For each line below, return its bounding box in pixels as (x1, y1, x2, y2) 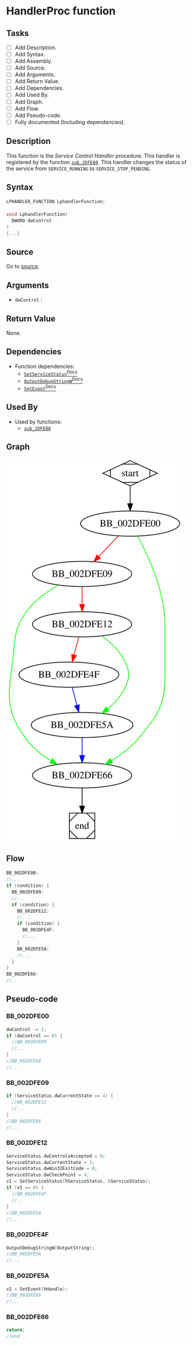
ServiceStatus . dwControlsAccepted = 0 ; (6, 1153, 106, 1159)
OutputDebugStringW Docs (23, 376, 83, 385)
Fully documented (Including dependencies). (14, 118, 125, 125)
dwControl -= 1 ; (6, 1026, 47, 1032)
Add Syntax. (14, 51, 45, 58)
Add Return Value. (14, 78, 60, 85)
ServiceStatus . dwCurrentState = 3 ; (6, 1159, 95, 1165)
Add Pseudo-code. (14, 111, 62, 119)
